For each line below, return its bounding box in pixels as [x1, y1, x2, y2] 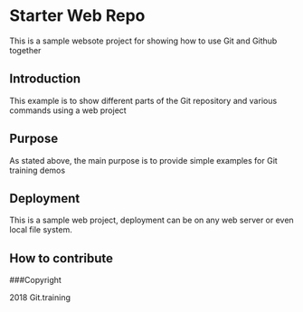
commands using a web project [9, 105, 127, 116]
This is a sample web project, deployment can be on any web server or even [9, 214, 294, 226]
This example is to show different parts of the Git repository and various [9, 95, 278, 106]
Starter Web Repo [9, 5, 146, 26]
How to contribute [9, 251, 114, 266]
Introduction [9, 71, 81, 87]
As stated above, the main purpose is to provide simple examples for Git [9, 155, 278, 165]
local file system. [9, 224, 72, 235]
